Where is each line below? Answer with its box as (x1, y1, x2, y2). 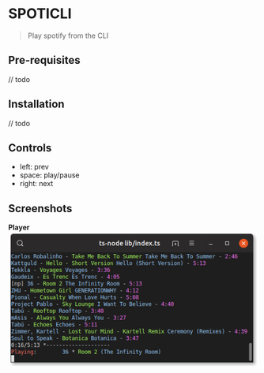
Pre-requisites (8, 54, 81, 67)
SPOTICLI (8, 5, 73, 23)
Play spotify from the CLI (27, 31, 109, 40)
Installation (8, 98, 65, 111)
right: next (19, 179, 54, 188)
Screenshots (8, 202, 73, 215)
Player (8, 222, 30, 233)
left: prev (19, 162, 49, 172)
